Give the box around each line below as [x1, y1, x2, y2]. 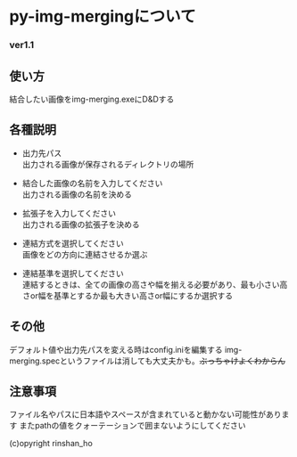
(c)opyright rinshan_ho [9, 438, 94, 449]
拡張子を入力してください [21, 208, 116, 218]
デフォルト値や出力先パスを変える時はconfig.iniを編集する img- [9, 344, 243, 355]
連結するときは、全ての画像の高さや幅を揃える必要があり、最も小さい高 [21, 279, 288, 290]
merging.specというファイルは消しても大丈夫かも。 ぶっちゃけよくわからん [9, 355, 286, 366]
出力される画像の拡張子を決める [21, 218, 140, 230]
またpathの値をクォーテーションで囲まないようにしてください [19, 420, 246, 431]
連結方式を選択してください [21, 238, 124, 249]
